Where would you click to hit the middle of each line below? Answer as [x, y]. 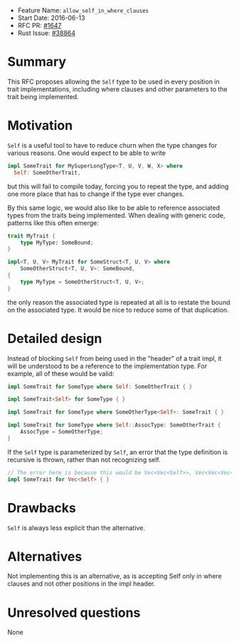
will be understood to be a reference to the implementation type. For [107, 366]
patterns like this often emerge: [53, 223]
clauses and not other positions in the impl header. [81, 584]
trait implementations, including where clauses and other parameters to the [117, 89]
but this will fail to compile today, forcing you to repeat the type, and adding [118, 186]
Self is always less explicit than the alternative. [76, 528]
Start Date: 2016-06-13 [51, 18]
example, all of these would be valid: [61, 373]
